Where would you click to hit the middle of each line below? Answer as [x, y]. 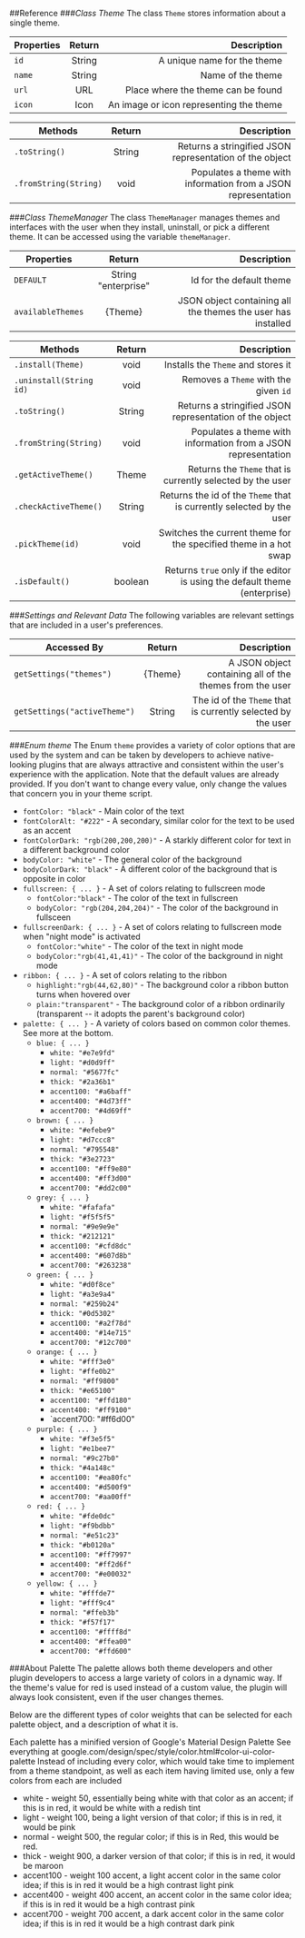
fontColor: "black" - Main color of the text [103, 811]
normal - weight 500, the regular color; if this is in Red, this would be [151, 1837]
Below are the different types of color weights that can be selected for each [151, 1715]
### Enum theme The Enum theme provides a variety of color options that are [152, 745]
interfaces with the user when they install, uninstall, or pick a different [140, 227]
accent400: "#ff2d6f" [90, 1565]
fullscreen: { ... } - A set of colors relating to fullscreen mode [144, 888]
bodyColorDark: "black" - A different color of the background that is [150, 869]
